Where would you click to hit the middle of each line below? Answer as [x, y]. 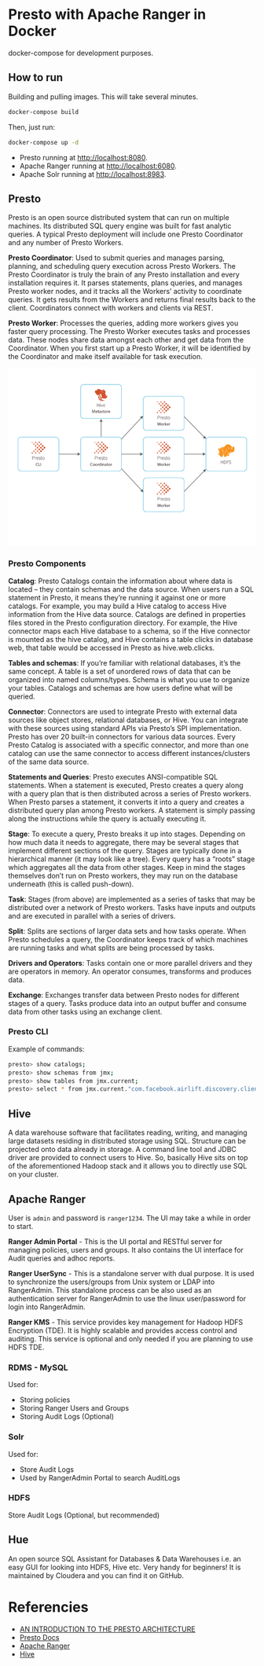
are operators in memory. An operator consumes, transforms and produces [130, 971]
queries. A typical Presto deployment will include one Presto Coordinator [126, 234]
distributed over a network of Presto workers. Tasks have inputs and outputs [132, 907]
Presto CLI [28, 1032]
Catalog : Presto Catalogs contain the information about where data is [121, 581]
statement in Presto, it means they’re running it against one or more [117, 597]
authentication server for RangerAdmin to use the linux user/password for [127, 1298]
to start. [21, 1226]
